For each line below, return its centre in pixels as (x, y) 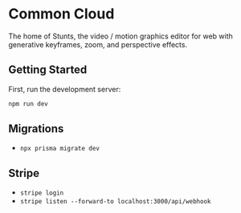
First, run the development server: (65, 89)
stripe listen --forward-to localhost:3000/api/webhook (115, 202)
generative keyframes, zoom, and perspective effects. (98, 44)
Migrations (36, 129)
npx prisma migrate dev (60, 149)
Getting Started (48, 70)
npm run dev (28, 104)
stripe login (42, 193)
